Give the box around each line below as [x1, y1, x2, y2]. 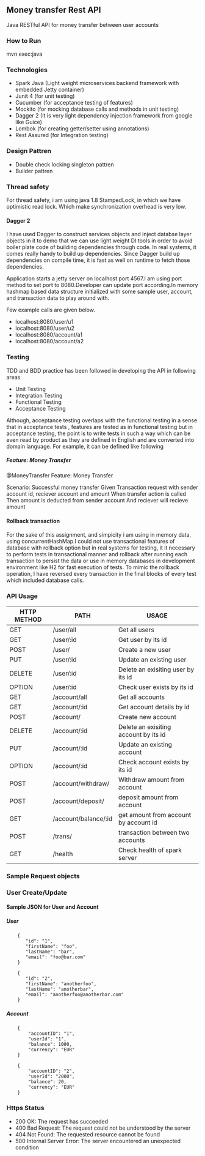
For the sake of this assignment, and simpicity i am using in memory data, [6, 531, 192, 538]
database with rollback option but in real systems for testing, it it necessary [6, 544, 195, 551]
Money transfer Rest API [6, 5, 101, 15]
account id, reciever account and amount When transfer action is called [6, 490, 186, 498]
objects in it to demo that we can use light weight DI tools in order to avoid [6, 237, 193, 244]
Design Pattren [6, 147, 52, 155]
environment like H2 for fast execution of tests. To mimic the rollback [6, 563, 180, 571]
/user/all [52, 625, 76, 634]
